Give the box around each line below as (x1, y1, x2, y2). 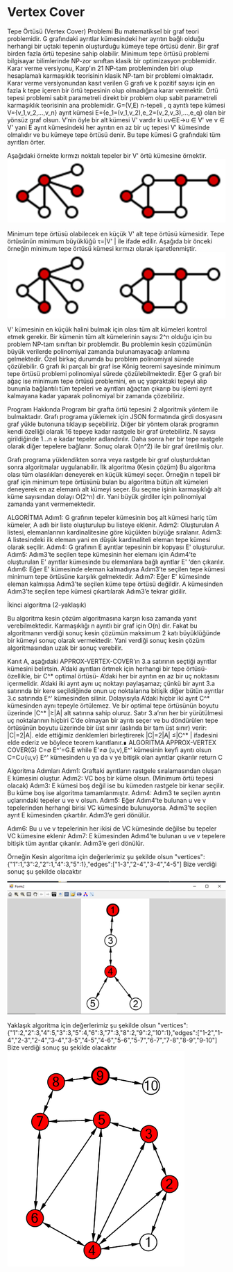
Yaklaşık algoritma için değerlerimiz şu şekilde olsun (7, 1021, 157, 1029)
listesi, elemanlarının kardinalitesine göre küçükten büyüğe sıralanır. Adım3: (7, 528, 223, 537)
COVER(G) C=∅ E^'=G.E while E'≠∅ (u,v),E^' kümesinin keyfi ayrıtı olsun (7, 746, 212, 754)
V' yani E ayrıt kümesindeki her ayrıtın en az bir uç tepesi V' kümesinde (7, 123, 210, 131)
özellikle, (7, 672, 33, 680)
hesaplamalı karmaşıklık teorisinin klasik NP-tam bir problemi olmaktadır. (7, 71, 214, 80)
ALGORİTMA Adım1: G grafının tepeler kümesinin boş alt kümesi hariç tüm (7, 514, 218, 522)
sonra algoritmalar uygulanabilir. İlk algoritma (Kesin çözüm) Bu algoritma (7, 463, 216, 471)
